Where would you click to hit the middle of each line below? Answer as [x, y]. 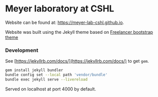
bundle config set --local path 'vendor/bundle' [56, 75]
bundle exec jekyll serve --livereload [46, 79]
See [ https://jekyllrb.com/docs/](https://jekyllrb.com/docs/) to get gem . [77, 61]
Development [22, 50]
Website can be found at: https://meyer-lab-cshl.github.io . [65, 22]
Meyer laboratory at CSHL [60, 9]
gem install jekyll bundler [34, 70]
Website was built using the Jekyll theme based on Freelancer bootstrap [79, 32]
